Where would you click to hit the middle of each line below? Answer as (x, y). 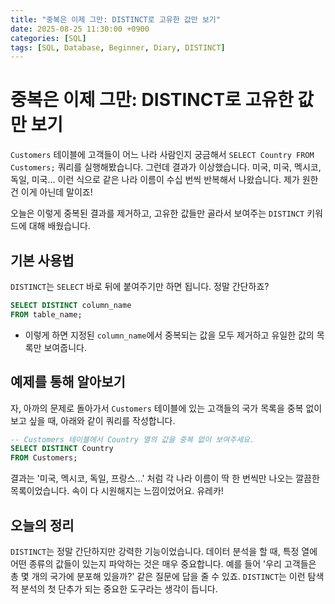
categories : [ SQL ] (48, 38)
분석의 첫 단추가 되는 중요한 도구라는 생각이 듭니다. (119, 589)
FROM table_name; (46, 314)
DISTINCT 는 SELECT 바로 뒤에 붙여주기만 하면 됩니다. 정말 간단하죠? (140, 286)
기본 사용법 (42, 260)
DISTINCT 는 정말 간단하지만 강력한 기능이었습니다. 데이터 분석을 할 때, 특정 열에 (164, 551)
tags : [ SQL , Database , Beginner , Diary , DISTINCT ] (118, 47)
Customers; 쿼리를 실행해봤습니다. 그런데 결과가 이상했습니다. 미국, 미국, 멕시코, (166, 167)
